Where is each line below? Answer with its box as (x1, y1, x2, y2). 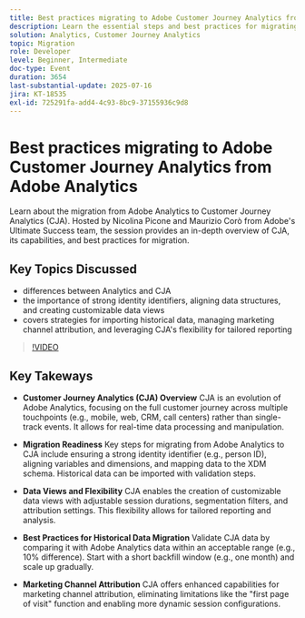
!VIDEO (31, 342, 59, 353)
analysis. (22, 514, 56, 525)
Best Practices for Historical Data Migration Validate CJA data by (22, 532, 271, 542)
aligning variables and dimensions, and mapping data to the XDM (22, 458, 267, 469)
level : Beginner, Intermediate (9, 56, 128, 65)
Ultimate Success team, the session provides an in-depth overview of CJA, (9, 225, 290, 237)
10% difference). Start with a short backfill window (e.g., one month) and (22, 552, 295, 562)
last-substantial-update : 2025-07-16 (9, 81, 152, 90)
